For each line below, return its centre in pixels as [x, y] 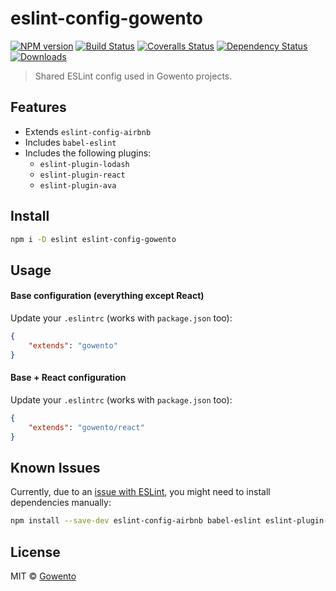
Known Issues [55, 467]
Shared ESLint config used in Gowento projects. [133, 76]
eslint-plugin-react [82, 175]
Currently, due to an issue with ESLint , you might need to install [140, 492]
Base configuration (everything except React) [107, 296]
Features [38, 107]
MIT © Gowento [43, 576]
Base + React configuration [68, 378]
